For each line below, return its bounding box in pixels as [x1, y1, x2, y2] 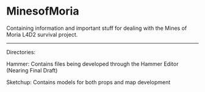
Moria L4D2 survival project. [6, 30, 78, 38]
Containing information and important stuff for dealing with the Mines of [6, 24, 187, 32]
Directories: [6, 48, 35, 55]
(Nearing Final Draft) [6, 66, 58, 74]
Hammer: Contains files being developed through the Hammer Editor [6, 60, 179, 68]
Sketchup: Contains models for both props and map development [6, 78, 171, 86]
